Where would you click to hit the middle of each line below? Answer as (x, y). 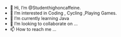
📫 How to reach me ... (33, 29)
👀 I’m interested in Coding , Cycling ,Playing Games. (63, 13)
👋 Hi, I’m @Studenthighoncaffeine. (45, 8)
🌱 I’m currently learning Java (39, 18)
